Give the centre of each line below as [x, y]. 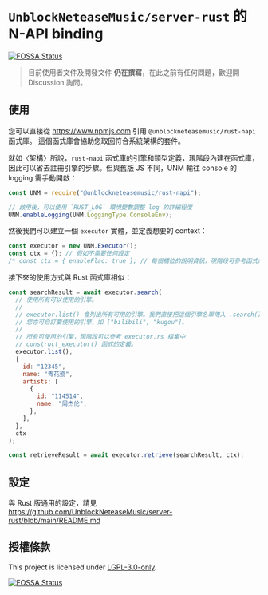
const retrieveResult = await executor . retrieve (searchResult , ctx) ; [126, 455]
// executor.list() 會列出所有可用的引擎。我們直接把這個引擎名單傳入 [120, 315]
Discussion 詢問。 [57, 82]
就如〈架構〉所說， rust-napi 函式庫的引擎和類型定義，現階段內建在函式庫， [134, 157]
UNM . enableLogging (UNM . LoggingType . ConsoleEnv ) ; [91, 215]
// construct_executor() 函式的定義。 [76, 344]
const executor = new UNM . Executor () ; [73, 246]
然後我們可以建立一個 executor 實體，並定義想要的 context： [108, 231]
